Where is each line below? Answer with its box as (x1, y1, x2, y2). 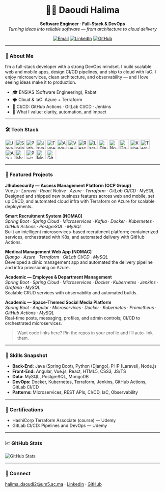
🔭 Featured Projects (5, 171, 53, 178)
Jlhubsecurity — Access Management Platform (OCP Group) (5, 182, 132, 188)
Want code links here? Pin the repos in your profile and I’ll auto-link (17, 330, 153, 336)
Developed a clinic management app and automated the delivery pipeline (5, 259, 153, 265)
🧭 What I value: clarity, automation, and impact (12, 109, 107, 115)
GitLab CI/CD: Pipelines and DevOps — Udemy (12, 422, 107, 428)
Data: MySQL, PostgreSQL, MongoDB (12, 374, 89, 380)
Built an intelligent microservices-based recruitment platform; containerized (5, 229, 159, 235)
